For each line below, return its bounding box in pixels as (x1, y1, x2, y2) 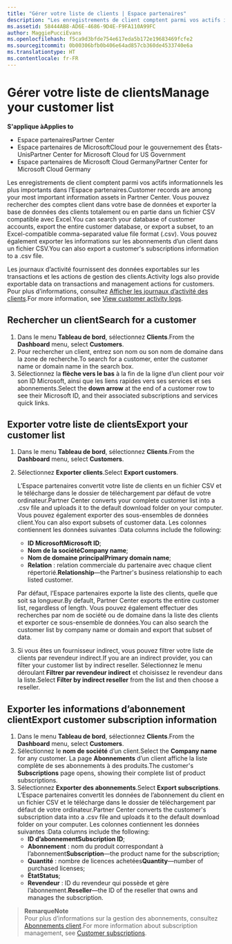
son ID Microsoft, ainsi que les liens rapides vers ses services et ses (17, 377, 212, 385)
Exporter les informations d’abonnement (7, 703, 186, 715)
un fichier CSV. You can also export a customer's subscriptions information (7, 244, 219, 253)
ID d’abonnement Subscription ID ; (27, 835, 126, 843)
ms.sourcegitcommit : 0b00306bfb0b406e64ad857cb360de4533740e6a (7, 42, 193, 49)
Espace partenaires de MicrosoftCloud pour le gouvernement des (17, 143, 204, 151)
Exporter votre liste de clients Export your (7, 418, 188, 430)
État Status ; (27, 872, 61, 880)
